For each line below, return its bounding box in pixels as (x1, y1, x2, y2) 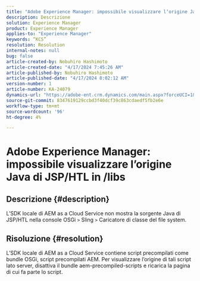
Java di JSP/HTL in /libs (6, 171, 126, 184)
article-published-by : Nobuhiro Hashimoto (6, 70, 113, 76)
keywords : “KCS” (6, 36, 46, 42)
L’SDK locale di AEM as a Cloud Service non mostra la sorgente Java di (6, 210, 181, 217)
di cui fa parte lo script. (6, 268, 63, 276)
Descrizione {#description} (6, 194, 110, 204)
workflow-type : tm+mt (6, 103, 60, 109)
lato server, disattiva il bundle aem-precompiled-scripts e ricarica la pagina (6, 262, 190, 269)
